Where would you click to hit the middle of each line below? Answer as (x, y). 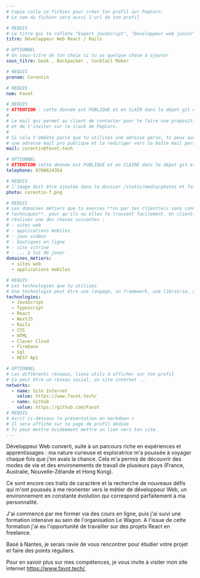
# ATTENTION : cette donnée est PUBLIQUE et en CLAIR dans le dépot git (98, 110)
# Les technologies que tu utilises (51, 286)
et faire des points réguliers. (41, 551)
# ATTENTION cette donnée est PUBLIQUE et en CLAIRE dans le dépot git (97, 165)
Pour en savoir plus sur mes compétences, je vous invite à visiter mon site (97, 562)
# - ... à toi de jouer (36, 253)
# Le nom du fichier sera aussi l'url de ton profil (73, 17)
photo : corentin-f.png (34, 192)
